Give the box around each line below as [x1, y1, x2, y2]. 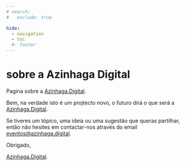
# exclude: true [6, 14, 52, 20]
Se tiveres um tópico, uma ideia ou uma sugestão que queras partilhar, [6, 117, 181, 124]
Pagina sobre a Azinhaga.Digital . [6, 87, 87, 95]
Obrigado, [6, 141, 31, 149]
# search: [6, 8, 31, 15]
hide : [6, 25, 20, 31]
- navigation [11, 31, 44, 37]
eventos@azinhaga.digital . [6, 129, 72, 137]
